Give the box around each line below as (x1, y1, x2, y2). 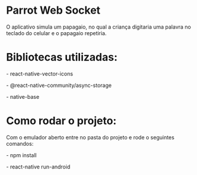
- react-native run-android (6, 163, 71, 170)
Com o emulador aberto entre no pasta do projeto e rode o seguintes (6, 133, 175, 140)
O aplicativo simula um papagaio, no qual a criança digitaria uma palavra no (6, 23, 191, 30)
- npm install (6, 151, 37, 158)
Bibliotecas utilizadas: (6, 51, 117, 64)
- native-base (6, 93, 40, 100)
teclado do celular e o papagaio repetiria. (6, 29, 107, 36)
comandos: (6, 140, 34, 147)
